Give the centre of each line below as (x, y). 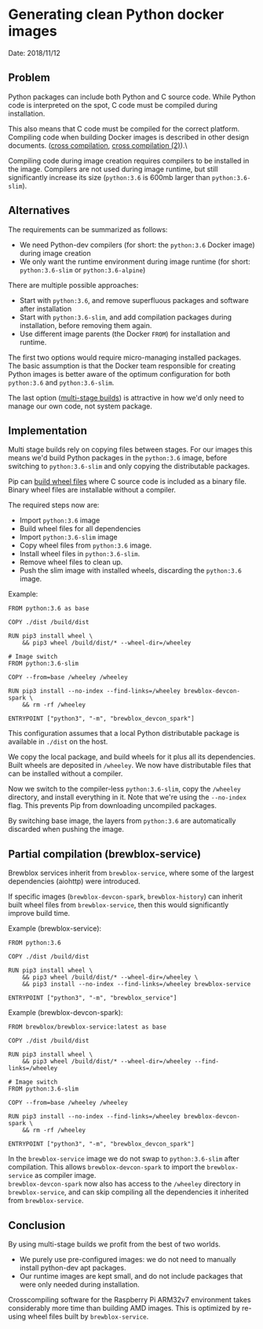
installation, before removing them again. (86, 325)
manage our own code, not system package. (80, 406)
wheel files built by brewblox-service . (88, 1316)
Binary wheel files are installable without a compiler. (92, 490)
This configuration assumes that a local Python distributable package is (124, 733)
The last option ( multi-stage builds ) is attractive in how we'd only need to (126, 397)
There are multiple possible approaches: (73, 285)
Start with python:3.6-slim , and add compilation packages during (126, 317)
